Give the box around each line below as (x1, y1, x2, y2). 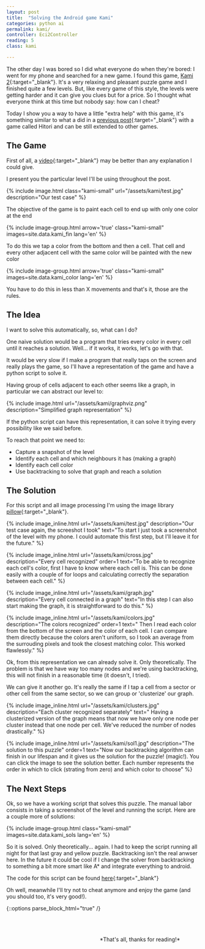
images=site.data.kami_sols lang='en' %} (6, 831, 111, 839)
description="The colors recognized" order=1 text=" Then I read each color (6, 621, 197, 628)
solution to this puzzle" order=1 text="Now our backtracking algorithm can (6, 746, 194, 754)
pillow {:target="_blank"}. (6, 508, 69, 515)
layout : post (6, 9, 40, 15)
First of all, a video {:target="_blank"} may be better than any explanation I (6, 157, 192, 164)
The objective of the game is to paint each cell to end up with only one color (6, 205, 198, 213)
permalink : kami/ (6, 26, 51, 32)
